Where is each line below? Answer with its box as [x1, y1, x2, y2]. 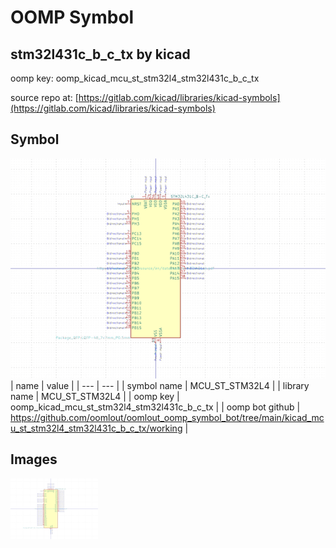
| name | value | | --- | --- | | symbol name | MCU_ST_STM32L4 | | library [10, 379, 310, 391]
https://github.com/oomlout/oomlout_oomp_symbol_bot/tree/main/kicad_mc [10, 411, 325, 423]
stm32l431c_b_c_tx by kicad [10, 46, 191, 63]
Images [10, 451, 58, 468]
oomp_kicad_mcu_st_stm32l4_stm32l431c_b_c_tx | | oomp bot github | [10, 401, 301, 413]
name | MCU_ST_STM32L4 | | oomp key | [10, 390, 180, 402]
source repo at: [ [10, 92, 79, 103]
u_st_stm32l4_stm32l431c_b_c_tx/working [10, 422, 183, 434]
